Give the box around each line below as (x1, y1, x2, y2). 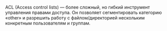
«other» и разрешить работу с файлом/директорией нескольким (5, 15, 145, 20)
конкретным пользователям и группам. (5, 20, 91, 26)
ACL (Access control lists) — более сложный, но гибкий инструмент (5, 4, 150, 10)
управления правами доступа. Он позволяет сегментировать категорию (5, 9, 162, 15)
